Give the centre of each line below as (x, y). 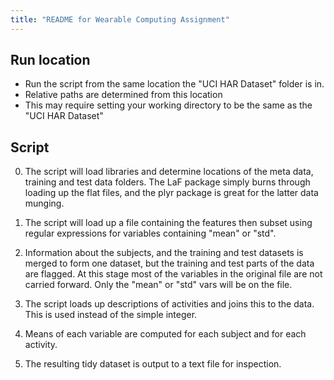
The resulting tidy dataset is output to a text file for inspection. (153, 364)
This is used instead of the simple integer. (111, 315)
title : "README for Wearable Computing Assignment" (120, 19)
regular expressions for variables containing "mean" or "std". (150, 233)
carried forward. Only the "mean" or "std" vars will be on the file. (158, 285)
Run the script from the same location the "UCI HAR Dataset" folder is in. (174, 84)
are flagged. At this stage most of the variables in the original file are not (173, 274)
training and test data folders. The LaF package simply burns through (167, 182)
